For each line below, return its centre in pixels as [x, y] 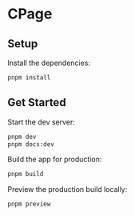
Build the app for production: [55, 159]
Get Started [37, 102]
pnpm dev [22, 137]
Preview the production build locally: [67, 190]
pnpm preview [29, 204]
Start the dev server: [41, 122]
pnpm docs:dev [31, 144]
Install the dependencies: [49, 63]
